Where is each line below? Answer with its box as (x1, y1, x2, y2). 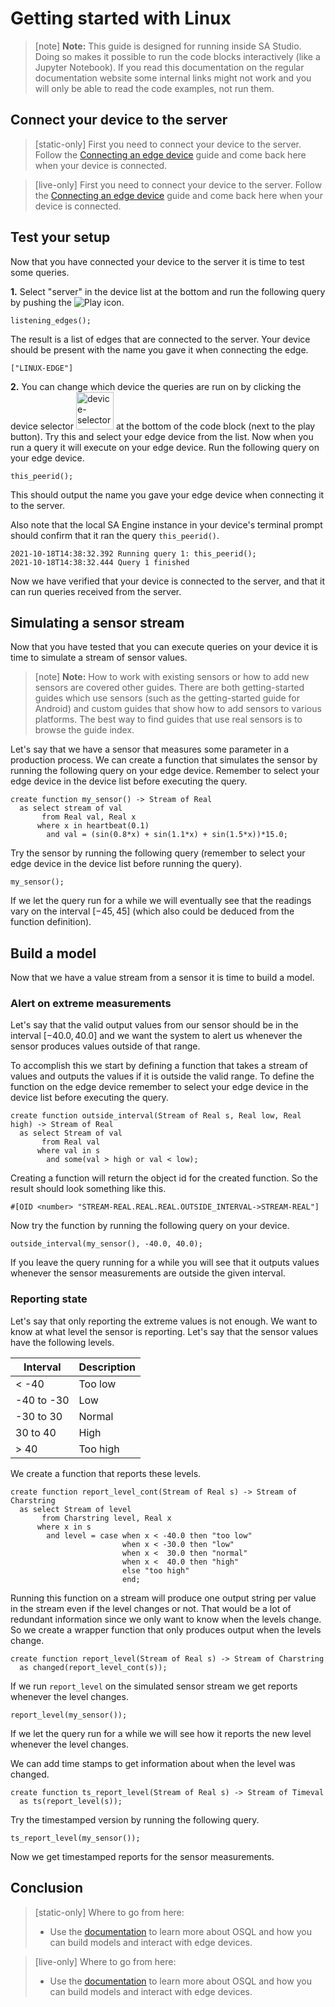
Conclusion (10, 1880, 84, 1897)
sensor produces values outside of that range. (10, 1040, 201, 1052)
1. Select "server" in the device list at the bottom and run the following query (10, 285, 326, 297)
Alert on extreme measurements (10, 997, 172, 1011)
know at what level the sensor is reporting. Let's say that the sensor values (10, 1325, 319, 1337)
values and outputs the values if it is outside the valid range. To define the (10, 1070, 315, 1082)
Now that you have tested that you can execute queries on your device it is (10, 641, 318, 653)
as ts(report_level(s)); (19, 1796, 123, 1806)
